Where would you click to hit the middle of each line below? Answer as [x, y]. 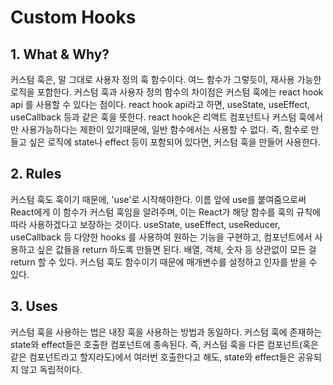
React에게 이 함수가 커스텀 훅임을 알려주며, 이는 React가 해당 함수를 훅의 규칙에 [165, 212]
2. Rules [36, 174]
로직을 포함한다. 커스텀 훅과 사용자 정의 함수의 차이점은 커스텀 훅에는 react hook [167, 92]
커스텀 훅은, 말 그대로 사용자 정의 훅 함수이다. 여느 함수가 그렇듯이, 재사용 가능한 [166, 79]
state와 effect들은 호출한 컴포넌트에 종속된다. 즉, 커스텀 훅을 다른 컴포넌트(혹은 [164, 344]
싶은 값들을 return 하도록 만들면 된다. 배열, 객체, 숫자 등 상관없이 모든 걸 [176, 249]
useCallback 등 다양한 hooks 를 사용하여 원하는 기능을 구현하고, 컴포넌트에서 [161, 237]
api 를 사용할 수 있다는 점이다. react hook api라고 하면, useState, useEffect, [160, 104]
